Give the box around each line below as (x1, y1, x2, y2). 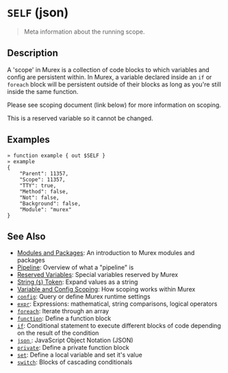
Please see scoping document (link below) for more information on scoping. (7, 101, 221, 109)
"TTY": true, (19, 182, 57, 189)
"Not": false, (19, 194, 60, 201)
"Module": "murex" (19, 206, 72, 213)
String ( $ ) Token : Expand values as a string (16, 278, 138, 286)
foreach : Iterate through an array (16, 307, 110, 315)
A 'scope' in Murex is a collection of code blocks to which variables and (7, 65, 210, 73)
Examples (7, 134, 50, 145)
